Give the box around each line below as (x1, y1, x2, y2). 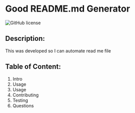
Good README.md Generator (5, 3, 130, 15)
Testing (12, 97, 29, 103)
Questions (12, 102, 34, 108)
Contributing (12, 92, 39, 98)
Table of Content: (5, 63, 61, 71)
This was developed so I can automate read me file (5, 47, 111, 53)
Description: (5, 34, 45, 43)
